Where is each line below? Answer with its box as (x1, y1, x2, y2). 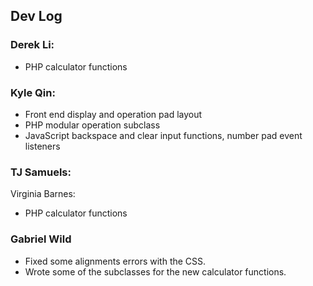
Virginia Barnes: (10, 188, 76, 200)
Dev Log (10, 8, 63, 25)
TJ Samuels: (10, 165, 72, 179)
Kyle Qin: (10, 85, 56, 99)
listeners (24, 140, 61, 152)
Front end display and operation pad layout (24, 108, 203, 120)
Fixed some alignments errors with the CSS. (24, 255, 207, 267)
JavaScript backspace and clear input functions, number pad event (24, 129, 303, 141)
